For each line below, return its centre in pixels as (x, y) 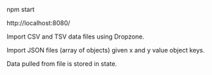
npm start (21, 9)
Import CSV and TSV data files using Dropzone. (76, 36)
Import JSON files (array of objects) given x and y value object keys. (106, 50)
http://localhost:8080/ (39, 23)
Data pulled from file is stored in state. (62, 64)
